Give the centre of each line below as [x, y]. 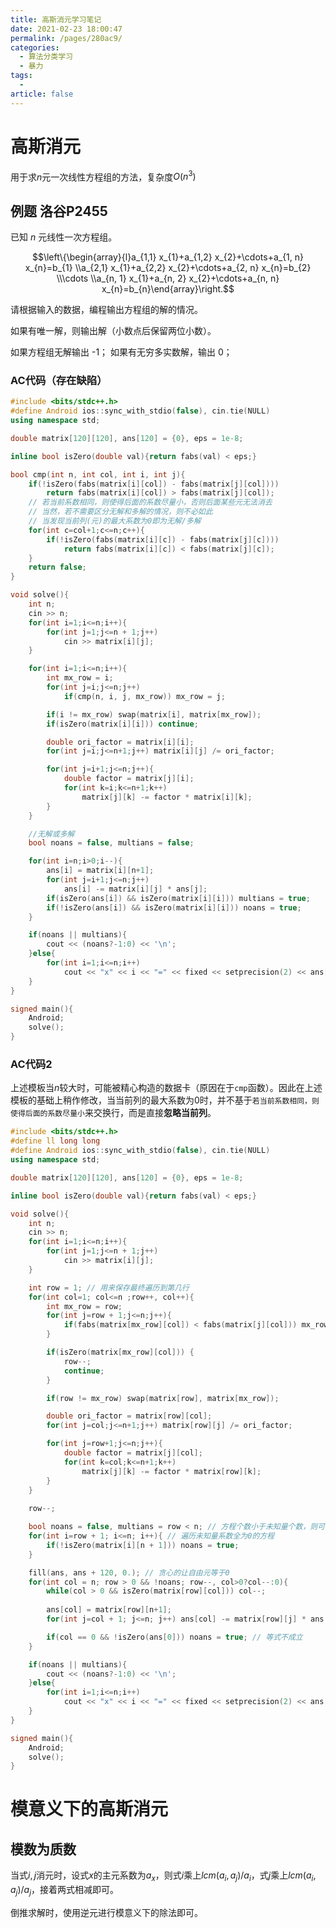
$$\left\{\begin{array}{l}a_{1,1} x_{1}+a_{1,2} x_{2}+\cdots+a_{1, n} [168, 257]
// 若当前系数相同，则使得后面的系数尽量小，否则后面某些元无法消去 [150, 502]
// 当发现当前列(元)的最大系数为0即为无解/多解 [115, 521]
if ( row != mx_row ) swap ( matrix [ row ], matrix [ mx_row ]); [163, 1398]
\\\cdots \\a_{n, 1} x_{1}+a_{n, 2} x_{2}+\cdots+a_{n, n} [168, 278]
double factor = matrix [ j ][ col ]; [133, 1453]
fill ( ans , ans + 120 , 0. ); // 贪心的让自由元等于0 [129, 1572]
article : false [42, 94]
